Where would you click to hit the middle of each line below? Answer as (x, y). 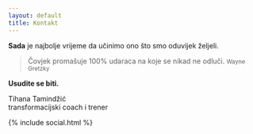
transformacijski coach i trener (58, 107)
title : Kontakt (33, 23)
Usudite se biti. (34, 83)
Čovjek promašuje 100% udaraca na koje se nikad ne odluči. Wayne (136, 61)
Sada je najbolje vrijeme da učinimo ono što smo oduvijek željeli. (114, 45)
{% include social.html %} (51, 122)
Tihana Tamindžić (37, 98)
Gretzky (38, 68)
